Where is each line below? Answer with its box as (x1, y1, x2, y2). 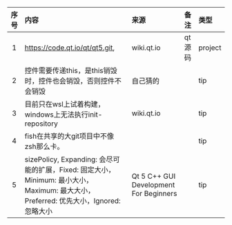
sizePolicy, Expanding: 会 (24, 155, 106, 164)
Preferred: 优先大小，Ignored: (24, 196, 121, 206)
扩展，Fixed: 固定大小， (38, 165, 115, 175)
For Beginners (131, 189, 177, 198)
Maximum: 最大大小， (24, 186, 95, 195)
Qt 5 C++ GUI (131, 172, 176, 181)
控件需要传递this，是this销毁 (24, 66, 117, 75)
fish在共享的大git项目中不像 (24, 131, 115, 141)
